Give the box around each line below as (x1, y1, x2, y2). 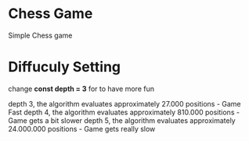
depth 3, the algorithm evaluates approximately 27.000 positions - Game (8, 99, 241, 108)
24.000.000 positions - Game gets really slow (8, 124, 156, 133)
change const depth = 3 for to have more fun (8, 84, 155, 93)
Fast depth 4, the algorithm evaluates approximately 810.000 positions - (8, 107, 240, 117)
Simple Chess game (8, 31, 73, 40)
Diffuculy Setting (8, 58, 121, 76)
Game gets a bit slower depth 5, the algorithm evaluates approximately (8, 115, 236, 125)
